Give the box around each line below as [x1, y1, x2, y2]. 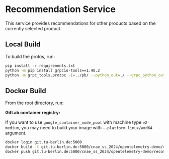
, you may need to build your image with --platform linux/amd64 [18, 125, 152, 131]
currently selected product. [5, 25, 62, 31]
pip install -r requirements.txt [5, 63, 75, 68]
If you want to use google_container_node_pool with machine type [5, 119, 142, 125]
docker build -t [5, 144, 39, 149]
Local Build [5, 40, 41, 49]
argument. [5, 130, 27, 136]
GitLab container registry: [5, 110, 60, 116]
